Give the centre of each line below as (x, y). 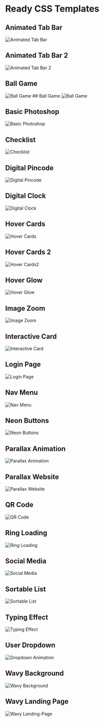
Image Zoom (25, 308)
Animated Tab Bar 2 (37, 55)
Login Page (23, 365)
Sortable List (26, 589)
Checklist (21, 140)
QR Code (19, 505)
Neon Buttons (27, 420)
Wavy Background (35, 673)
